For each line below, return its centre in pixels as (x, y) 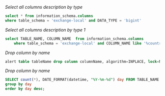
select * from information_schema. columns (49, 16)
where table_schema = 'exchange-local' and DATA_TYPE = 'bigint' (73, 20)
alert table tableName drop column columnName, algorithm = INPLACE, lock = (82, 61)
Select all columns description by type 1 (45, 30)
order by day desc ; (25, 89)
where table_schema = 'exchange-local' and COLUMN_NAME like (78, 43)
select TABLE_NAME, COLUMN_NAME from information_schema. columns (74, 38)
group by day (18, 84)
